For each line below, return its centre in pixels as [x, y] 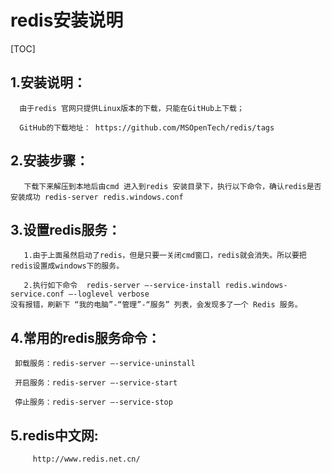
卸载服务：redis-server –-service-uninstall [105, 364]
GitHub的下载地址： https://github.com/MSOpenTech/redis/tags [147, 127]
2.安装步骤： [50, 161]
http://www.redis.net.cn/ [86, 459]
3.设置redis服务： [66, 229]
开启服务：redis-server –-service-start [96, 383]
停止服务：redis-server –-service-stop [93, 402]
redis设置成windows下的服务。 [67, 266]
